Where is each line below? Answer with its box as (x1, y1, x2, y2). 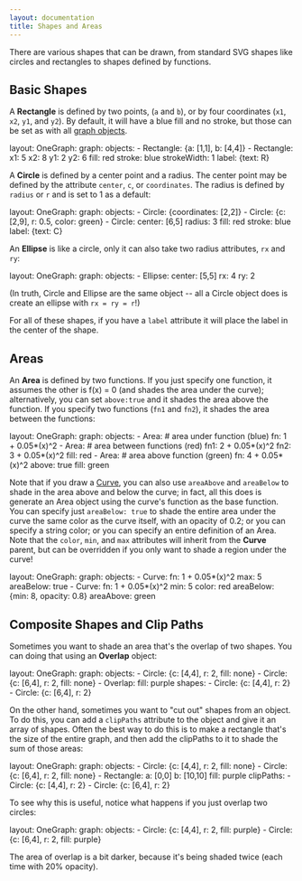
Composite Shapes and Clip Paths (9, 616, 205, 633)
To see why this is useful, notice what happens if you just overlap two (9, 797, 268, 808)
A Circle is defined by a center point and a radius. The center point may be (9, 170, 288, 181)
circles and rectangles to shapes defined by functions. (9, 56, 212, 67)
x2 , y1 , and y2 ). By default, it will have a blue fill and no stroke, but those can (9, 116, 292, 127)
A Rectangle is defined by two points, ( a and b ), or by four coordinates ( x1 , (9, 106, 287, 117)
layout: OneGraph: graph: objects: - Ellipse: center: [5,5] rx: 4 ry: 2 (9, 270, 255, 281)
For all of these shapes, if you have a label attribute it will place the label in (9, 315, 288, 326)
